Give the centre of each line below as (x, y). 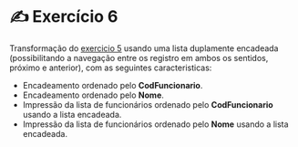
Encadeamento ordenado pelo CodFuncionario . (113, 85)
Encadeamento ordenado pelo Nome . (93, 95)
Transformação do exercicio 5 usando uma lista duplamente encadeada (144, 48)
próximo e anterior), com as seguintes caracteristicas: (111, 68)
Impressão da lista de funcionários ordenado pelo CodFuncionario (148, 104)
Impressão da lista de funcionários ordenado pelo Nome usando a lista (155, 124)
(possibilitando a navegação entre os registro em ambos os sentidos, (139, 58)
